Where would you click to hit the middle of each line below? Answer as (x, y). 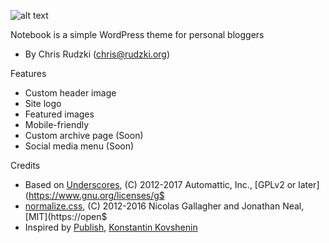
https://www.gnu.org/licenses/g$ (96, 195)
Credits (25, 165)
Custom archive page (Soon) (84, 135)
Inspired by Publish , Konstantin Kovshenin (111, 227)
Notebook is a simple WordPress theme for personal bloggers (137, 34)
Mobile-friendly (57, 124)
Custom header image (70, 93)
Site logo (43, 103)
